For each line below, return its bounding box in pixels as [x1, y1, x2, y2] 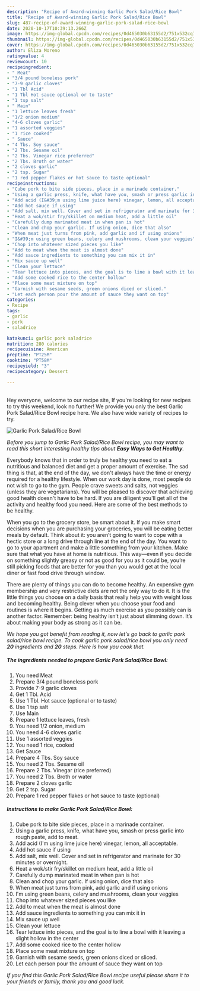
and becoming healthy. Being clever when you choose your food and [7, 599, 175, 607]
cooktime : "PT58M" [7, 358, 52, 364]
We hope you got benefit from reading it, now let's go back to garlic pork [7, 630, 186, 638]
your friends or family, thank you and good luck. [7, 978, 125, 985]
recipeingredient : [7, 64, 52, 70]
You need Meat [15, 672, 53, 679]
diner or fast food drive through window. [7, 569, 106, 576]
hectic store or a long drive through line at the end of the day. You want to [7, 538, 188, 545]
